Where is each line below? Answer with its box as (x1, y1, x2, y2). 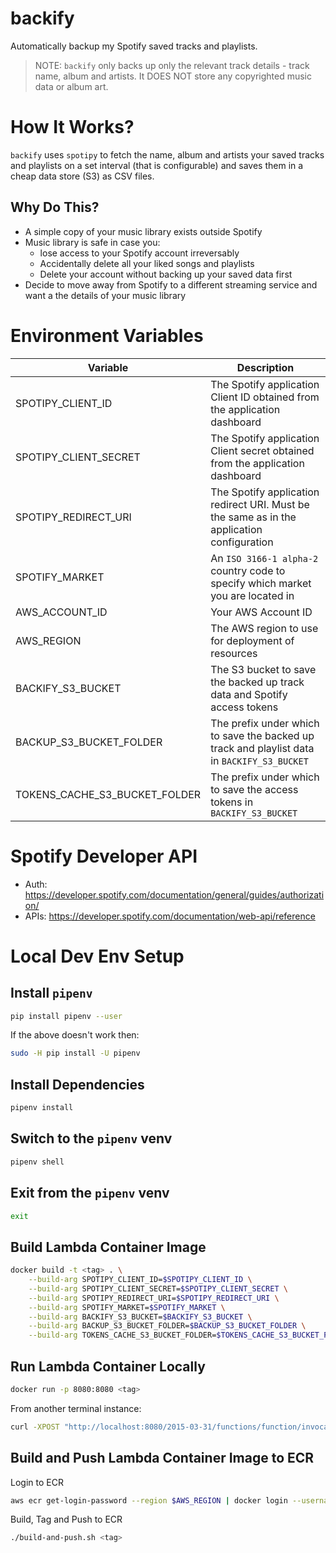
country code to (210, 563, 286, 577)
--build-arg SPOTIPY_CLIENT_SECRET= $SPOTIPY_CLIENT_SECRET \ (28, 1283, 288, 1294)
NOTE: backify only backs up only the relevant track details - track (34, 59, 310, 71)
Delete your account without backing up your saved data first (39, 268, 293, 280)
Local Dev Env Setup (10, 945, 185, 967)
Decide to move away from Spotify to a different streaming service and (24, 278, 318, 291)
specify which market (210, 576, 312, 590)
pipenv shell (10, 1157, 65, 1167)
